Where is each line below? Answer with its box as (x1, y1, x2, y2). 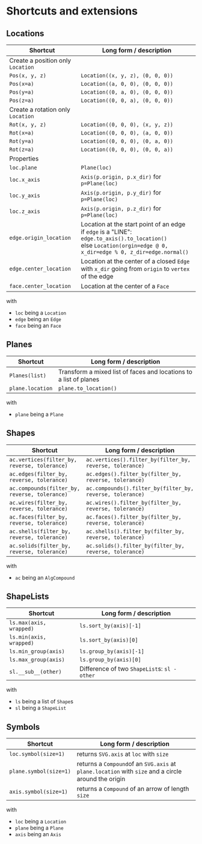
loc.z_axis (9, 208, 40, 215)
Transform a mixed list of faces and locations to (58, 367, 192, 376)
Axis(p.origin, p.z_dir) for (81, 204, 162, 213)
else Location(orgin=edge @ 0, (81, 241, 168, 249)
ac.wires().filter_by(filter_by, (86, 499, 182, 506)
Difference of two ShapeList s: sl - (79, 665, 177, 673)
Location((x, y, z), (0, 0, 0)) (81, 72, 174, 79)
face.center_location (9, 283, 71, 289)
